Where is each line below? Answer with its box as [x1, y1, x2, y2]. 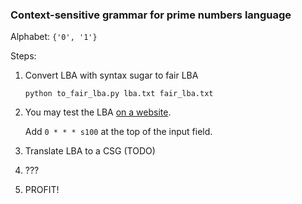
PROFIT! [24, 184, 60, 196]
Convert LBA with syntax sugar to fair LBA [24, 69, 199, 82]
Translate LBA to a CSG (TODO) [24, 145, 156, 157]
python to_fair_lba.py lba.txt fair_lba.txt [24, 89, 214, 99]
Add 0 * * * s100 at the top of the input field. [24, 126, 213, 138]
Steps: [10, 50, 37, 62]
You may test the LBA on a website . [24, 106, 172, 118]
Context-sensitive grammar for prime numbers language [10, 8, 292, 22]
